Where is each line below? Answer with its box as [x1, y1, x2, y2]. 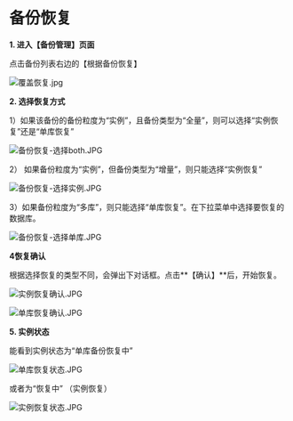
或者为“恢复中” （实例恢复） [9, 383, 113, 393]
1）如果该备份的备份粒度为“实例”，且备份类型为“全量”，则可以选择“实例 [9, 115, 271, 125]
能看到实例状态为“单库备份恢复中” [9, 344, 133, 356]
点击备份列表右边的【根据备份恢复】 [9, 58, 142, 69]
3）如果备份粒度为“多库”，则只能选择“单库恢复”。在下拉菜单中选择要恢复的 [9, 201, 285, 212]
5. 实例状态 [9, 326, 50, 336]
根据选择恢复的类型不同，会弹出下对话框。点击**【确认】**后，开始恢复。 [9, 269, 282, 280]
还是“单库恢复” [20, 125, 75, 136]
